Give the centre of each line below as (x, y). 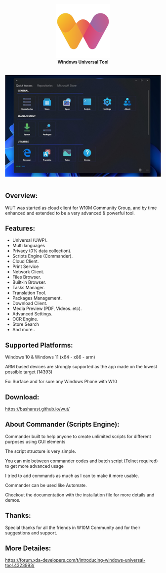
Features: (20, 228)
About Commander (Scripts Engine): (62, 424)
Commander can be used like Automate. (46, 485)
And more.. (24, 330)
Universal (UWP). (30, 240)
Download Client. (30, 304)
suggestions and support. (31, 532)
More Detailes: (28, 549)
